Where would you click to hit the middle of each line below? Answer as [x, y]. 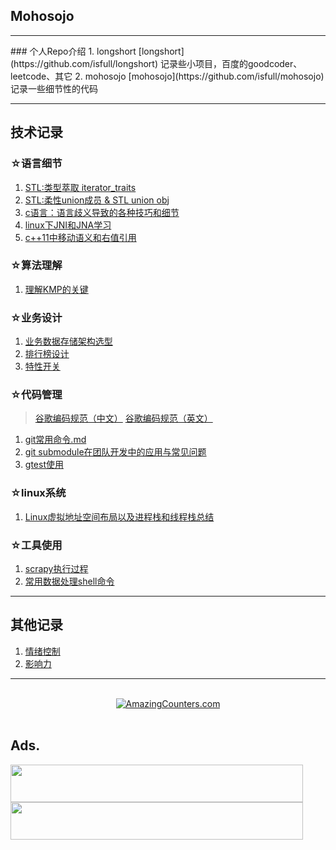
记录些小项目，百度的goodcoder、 [231, 63]
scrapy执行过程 [56, 568]
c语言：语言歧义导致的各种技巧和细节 [102, 212]
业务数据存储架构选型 [68, 341]
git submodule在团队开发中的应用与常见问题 [115, 452]
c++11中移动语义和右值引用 [80, 237]
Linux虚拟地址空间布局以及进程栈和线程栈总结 [119, 516]
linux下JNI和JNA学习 [68, 225]
